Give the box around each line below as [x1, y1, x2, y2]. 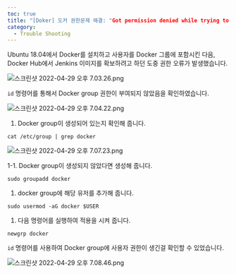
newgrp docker [7, 230, 49, 237]
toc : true [7, 10, 37, 18]
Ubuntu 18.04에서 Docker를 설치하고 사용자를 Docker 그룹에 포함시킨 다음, [7, 50, 216, 59]
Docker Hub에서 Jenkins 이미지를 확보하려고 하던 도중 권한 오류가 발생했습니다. [7, 59, 228, 68]
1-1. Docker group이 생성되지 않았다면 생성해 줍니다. [7, 162, 153, 170]
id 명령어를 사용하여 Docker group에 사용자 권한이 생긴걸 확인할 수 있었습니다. [7, 244, 224, 252]
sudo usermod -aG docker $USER [7, 203, 99, 210]
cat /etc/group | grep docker [7, 133, 97, 141]
